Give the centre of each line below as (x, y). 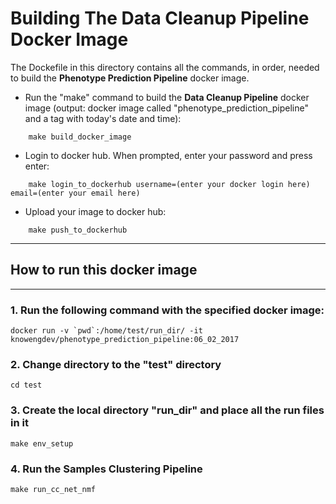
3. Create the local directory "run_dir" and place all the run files (167, 410)
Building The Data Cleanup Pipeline (160, 18)
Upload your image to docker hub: (95, 211)
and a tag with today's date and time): (103, 118)
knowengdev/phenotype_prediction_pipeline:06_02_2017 (125, 340)
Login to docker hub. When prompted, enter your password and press (168, 155)
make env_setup (42, 443)
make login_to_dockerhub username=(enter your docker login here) (169, 184)
